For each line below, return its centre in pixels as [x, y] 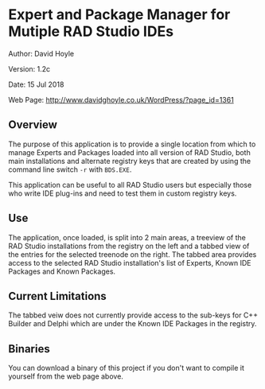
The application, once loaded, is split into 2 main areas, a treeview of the [127, 237]
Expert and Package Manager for [119, 15]
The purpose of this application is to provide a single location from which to [132, 144]
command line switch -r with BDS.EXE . [70, 169]
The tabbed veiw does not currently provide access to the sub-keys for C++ [133, 315]
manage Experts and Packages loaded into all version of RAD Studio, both [129, 152]
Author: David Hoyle [41, 53]
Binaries [29, 349]
